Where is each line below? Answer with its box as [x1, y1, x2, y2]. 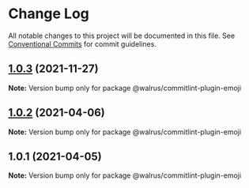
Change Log [8, 5, 89, 23]
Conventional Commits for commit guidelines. [8, 39, 157, 48]
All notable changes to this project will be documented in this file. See [8, 31, 236, 40]
